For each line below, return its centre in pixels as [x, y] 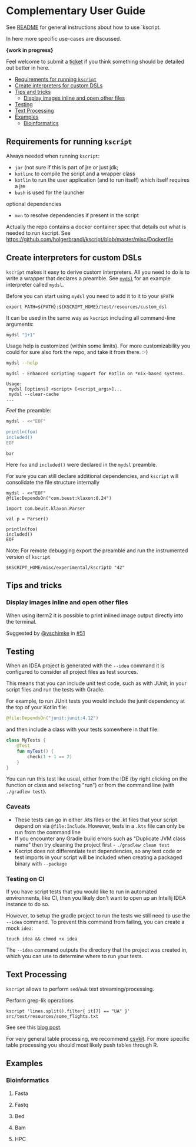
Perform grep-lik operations [40, 1000]
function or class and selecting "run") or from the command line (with [90, 785]
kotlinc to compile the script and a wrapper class [75, 173]
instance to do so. [28, 905]
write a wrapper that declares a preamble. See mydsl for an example [88, 278]
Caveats [18, 807]
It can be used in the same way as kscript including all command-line [91, 317]
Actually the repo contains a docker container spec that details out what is [96, 227]
